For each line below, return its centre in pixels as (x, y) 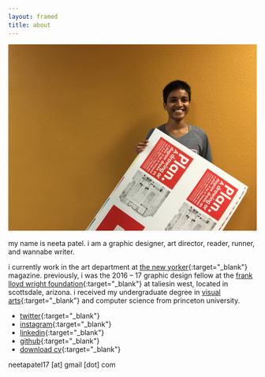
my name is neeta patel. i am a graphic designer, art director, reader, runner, (131, 243)
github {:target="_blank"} (60, 341)
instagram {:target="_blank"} (65, 324)
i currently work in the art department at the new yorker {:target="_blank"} (128, 267)
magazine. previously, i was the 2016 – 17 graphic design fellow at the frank (131, 275)
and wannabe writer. (41, 252)
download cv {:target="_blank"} (70, 349)
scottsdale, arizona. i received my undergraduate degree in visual (114, 292)
